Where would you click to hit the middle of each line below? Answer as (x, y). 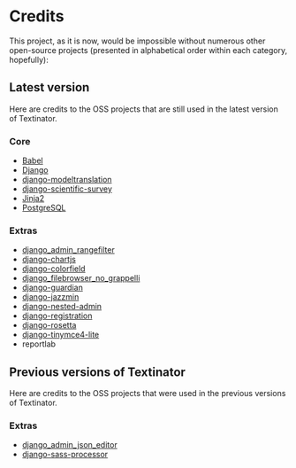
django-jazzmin (50, 297)
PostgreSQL (44, 208)
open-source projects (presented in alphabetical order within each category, (148, 50)
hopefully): (29, 59)
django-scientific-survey (67, 189)
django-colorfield (53, 269)
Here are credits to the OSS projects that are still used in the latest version (144, 109)
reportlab (38, 344)
